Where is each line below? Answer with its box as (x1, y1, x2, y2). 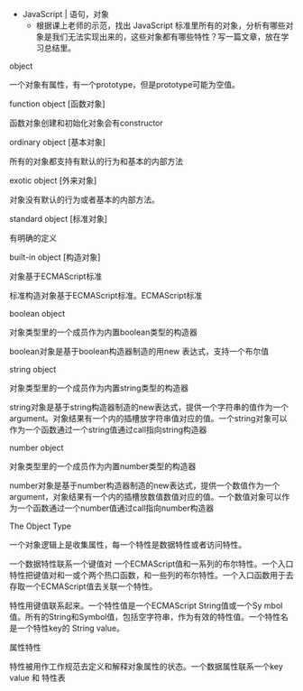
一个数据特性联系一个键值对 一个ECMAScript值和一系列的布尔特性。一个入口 (9, 558, 294, 569)
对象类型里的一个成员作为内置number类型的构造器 (9, 461, 197, 472)
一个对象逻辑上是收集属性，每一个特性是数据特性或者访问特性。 (9, 539, 246, 549)
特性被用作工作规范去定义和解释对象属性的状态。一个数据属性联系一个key (9, 661, 284, 671)
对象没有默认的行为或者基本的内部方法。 (9, 194, 160, 205)
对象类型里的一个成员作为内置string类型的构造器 (9, 382, 189, 393)
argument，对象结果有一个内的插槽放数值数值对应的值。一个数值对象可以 (9, 492, 282, 502)
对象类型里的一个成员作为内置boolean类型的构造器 (9, 327, 198, 337)
